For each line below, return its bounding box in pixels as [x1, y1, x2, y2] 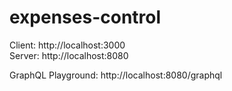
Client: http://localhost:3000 [9, 39, 126, 51]
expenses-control [9, 6, 162, 29]
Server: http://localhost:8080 [9, 49, 129, 61]
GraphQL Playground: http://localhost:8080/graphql [9, 69, 223, 81]
